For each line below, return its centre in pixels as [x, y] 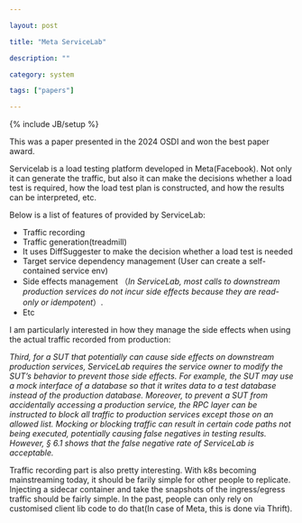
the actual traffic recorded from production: [90, 340]
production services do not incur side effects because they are [139, 292]
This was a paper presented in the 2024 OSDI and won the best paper [140, 142]
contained [41, 271]
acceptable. [32, 453]
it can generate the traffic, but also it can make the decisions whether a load [151, 179]
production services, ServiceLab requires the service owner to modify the [146, 367]
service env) [85, 271]
